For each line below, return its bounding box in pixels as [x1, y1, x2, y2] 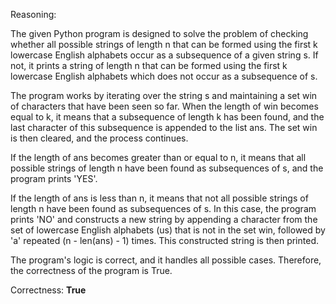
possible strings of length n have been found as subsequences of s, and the [10, 162, 324, 174]
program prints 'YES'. [10, 173, 98, 184]
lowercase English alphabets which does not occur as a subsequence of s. [10, 70, 318, 82]
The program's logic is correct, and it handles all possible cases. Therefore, [10, 254, 322, 266]
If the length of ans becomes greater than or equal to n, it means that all [10, 152, 307, 163]
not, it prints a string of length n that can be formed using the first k [10, 60, 288, 71]
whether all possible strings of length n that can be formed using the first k [10, 39, 318, 50]
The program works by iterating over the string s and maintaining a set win [10, 90, 318, 101]
